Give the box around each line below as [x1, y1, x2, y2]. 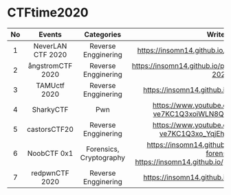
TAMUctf [35, 80, 65, 90]
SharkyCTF [32, 104, 69, 114]
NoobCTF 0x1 [27, 148, 74, 158]
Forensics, [85, 144, 120, 154]
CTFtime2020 [7, 5, 89, 21]
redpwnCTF [30, 168, 70, 178]
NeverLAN [33, 41, 67, 51]
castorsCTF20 [27, 124, 74, 134]
